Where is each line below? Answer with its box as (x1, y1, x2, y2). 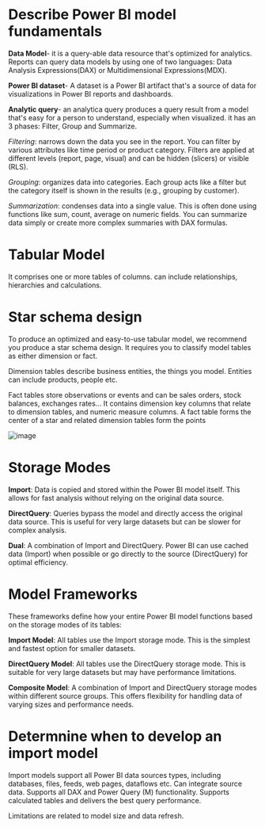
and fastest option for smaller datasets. (8, 643, 136, 653)
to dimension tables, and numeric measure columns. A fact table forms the (8, 406, 252, 417)
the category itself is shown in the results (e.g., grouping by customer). (8, 185, 240, 195)
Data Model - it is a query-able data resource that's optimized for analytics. (8, 48, 252, 58)
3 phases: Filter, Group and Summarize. (8, 121, 137, 131)
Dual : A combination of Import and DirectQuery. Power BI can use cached (8, 540, 249, 550)
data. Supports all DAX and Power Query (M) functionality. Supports (8, 787, 229, 797)
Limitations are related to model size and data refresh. (8, 810, 184, 821)
